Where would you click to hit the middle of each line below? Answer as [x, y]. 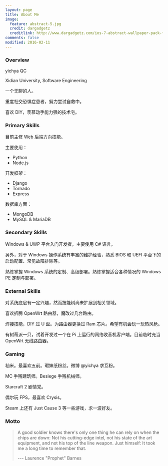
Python [20, 158]
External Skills [23, 291]
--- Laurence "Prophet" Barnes [49, 458]
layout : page [19, 10]
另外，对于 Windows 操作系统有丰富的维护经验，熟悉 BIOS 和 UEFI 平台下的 [83, 255]
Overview [17, 60]
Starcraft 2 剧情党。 [25, 387]
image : [12, 19]
